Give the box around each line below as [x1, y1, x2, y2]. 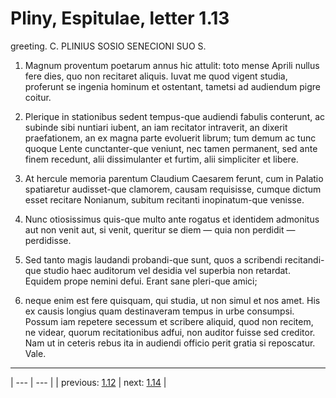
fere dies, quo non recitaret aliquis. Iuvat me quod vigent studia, [24, 70, 288, 82]
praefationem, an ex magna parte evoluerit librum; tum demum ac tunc [24, 132, 317, 144]
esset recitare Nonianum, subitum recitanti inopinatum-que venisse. [24, 193, 305, 206]
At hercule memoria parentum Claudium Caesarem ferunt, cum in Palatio [24, 172, 324, 184]
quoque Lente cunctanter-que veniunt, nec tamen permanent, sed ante [24, 142, 318, 154]
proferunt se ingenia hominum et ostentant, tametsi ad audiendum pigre [24, 80, 321, 92]
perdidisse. [24, 234, 72, 246]
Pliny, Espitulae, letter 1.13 [10, 7, 230, 30]
